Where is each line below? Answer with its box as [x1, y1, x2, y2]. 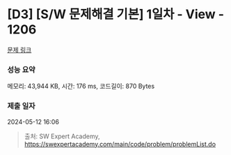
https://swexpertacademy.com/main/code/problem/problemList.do [24, 140, 216, 148]
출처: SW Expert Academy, [24, 132, 100, 140]
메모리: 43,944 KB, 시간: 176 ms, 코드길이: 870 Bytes [7, 82, 155, 91]
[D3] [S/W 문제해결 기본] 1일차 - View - [7, 6, 225, 22]
